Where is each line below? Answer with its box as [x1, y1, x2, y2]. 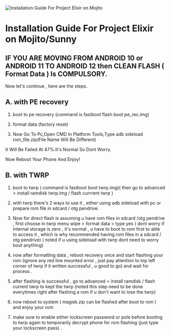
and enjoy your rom [12, 304, 54, 310]
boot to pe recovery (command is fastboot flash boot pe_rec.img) [12, 111, 150, 117]
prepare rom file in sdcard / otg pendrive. [12, 205, 99, 211]
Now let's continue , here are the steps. [5, 83, 88, 89]
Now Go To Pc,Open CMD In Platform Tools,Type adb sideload [12, 131, 143, 137]
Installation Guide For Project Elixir [5, 23, 154, 34]
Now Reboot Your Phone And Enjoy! [5, 156, 80, 162]
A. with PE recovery [5, 98, 69, 106]
